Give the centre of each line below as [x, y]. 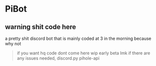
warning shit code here [41, 27]
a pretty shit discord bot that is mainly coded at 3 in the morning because [78, 38]
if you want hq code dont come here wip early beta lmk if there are [84, 53]
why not [13, 44]
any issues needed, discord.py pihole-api [58, 58]
